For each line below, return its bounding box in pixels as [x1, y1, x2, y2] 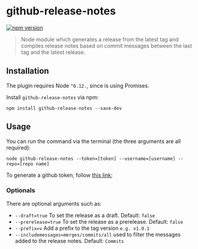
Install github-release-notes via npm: [6, 93, 99, 100]
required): [6, 144, 31, 151]
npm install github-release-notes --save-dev [6, 105, 122, 111]
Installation [6, 66, 49, 76]
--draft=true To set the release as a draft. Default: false [14, 212, 155, 219]
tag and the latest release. [20, 48, 86, 55]
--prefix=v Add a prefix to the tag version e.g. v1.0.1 [14, 224, 150, 232]
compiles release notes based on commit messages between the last [20, 42, 192, 49]
